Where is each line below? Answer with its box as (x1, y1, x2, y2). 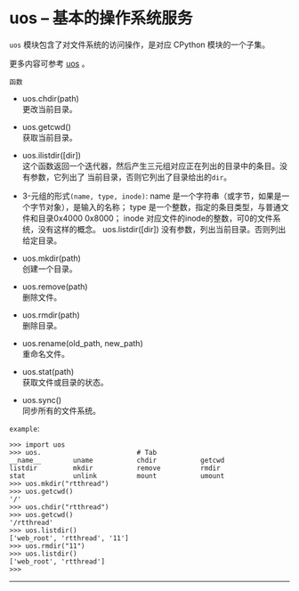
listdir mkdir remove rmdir (9, 464, 221, 473)
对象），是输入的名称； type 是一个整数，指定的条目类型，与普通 (45, 201, 282, 212)
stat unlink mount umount (9, 471, 225, 481)
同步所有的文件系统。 (21, 405, 101, 416)
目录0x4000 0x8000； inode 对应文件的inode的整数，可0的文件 (37, 213, 273, 223)
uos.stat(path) (21, 366, 75, 376)
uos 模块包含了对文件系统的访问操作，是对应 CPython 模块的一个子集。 (9, 39, 271, 50)
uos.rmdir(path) (21, 309, 80, 320)
